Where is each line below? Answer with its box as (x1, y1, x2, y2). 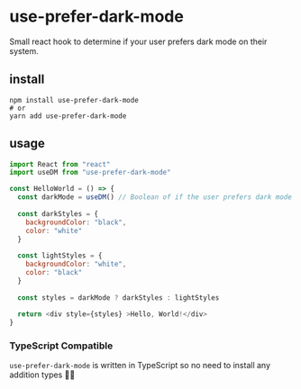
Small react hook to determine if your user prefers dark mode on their (9, 36, 268, 47)
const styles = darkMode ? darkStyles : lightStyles (17, 293, 220, 303)
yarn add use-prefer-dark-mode (9, 111, 127, 121)
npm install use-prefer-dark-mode (9, 95, 140, 104)
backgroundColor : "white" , (25, 259, 127, 269)
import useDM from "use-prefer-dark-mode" (9, 168, 171, 177)
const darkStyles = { (17, 209, 99, 218)
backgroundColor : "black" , (25, 218, 127, 227)
